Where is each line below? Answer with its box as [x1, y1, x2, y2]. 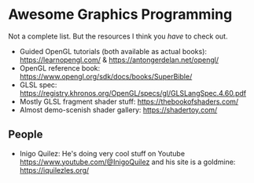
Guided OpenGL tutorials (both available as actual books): [19, 46, 207, 56]
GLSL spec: [19, 80, 57, 90]
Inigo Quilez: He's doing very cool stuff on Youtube [19, 148, 186, 158]
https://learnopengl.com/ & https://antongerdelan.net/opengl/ [19, 55, 219, 64]
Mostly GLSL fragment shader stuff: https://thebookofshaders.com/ [19, 97, 239, 106]
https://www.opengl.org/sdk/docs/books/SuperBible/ [19, 71, 193, 81]
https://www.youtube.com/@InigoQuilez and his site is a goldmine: [19, 157, 236, 167]
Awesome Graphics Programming [8, 5, 233, 24]
